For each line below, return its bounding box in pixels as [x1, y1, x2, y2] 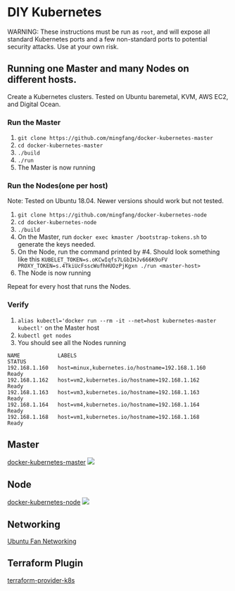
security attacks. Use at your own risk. [7, 42, 119, 51]
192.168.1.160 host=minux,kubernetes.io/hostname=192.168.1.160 [7, 364, 206, 371]
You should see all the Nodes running [17, 338, 127, 346]
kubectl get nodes [17, 332, 72, 339]
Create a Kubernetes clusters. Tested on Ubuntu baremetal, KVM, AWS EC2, [7, 92, 229, 100]
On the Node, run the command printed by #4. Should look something [17, 247, 220, 256]
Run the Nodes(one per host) [7, 181, 108, 190]
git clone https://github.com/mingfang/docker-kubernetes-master [17, 135, 213, 142]
